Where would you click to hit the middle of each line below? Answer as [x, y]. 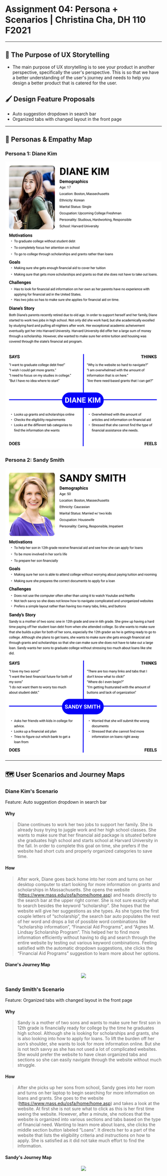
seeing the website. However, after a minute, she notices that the [84, 1114]
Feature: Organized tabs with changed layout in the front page [69, 1000]
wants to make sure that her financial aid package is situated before [87, 835]
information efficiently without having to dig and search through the [86, 937]
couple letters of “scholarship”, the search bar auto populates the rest [88, 916]
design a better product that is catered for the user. [65, 83]
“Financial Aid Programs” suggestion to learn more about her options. [88, 953]
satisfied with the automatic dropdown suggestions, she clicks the [85, 948]
